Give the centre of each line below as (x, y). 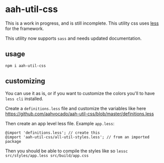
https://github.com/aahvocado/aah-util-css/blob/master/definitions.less (80, 114)
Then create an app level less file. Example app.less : (60, 123)
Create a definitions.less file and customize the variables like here (76, 108)
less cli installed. (24, 99)
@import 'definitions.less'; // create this (53, 133)
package (13, 141)
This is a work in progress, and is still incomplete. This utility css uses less (82, 23)
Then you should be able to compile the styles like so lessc (67, 151)
